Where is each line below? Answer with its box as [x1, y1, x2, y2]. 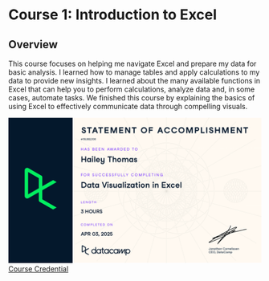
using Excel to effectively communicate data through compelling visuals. [8, 102, 248, 111]
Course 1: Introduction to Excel [8, 6, 218, 24]
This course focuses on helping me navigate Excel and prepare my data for [8, 59, 257, 68]
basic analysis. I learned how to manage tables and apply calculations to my [8, 67, 260, 77]
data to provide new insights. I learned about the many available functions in [8, 76, 261, 85]
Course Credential [8, 264, 69, 274]
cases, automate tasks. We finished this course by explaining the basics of [8, 93, 255, 102]
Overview [8, 38, 59, 51]
